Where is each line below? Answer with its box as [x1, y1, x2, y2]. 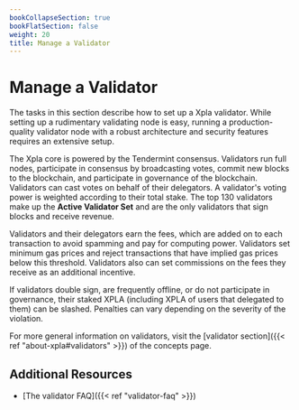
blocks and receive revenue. [9, 211, 114, 222]
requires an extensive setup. [9, 136, 115, 147]
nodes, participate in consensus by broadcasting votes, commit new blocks [9, 163, 290, 174]
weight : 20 [9, 30, 50, 39]
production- [229, 116, 273, 127]
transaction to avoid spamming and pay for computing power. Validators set [9, 238, 291, 249]
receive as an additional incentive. [9, 267, 136, 278]
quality [9, 126, 35, 137]
